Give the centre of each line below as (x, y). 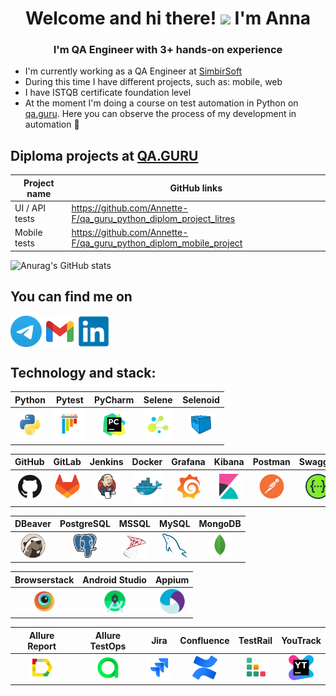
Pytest (69, 399)
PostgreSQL (85, 524)
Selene (158, 399)
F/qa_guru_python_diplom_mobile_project (157, 243)
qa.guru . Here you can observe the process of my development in (160, 114)
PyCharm (114, 399)
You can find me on (71, 297)
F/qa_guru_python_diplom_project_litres (153, 219)
